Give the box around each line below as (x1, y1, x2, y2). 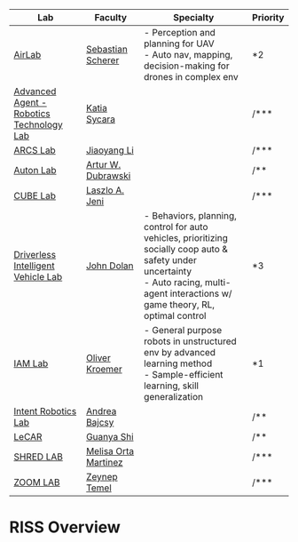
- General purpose (143, 324, 223, 336)
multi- (204, 276, 231, 288)
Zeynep (85, 471, 118, 482)
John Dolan (85, 259, 135, 272)
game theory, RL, (143, 299, 216, 310)
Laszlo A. (85, 184, 125, 196)
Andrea (85, 405, 117, 417)
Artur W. (85, 159, 122, 171)
